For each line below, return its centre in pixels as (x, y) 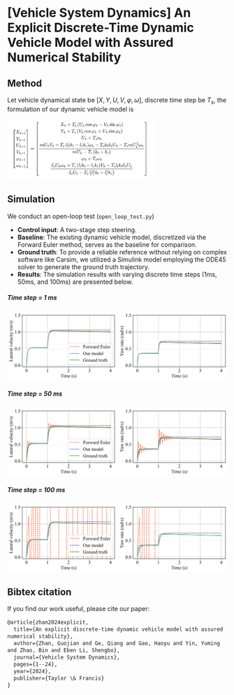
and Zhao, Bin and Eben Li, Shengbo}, (64, 651)
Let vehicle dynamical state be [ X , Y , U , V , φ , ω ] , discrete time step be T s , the (117, 101)
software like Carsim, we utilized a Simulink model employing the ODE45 (122, 259)
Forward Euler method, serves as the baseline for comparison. (107, 244)
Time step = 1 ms (32, 298)
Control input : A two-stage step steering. (77, 229)
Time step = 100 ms (36, 490)
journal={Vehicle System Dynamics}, (67, 658)
